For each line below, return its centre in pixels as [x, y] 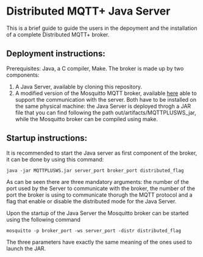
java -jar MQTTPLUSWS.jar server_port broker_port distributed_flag [95, 171]
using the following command [44, 219]
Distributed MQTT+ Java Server [88, 11]
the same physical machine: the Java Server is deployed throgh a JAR [103, 106]
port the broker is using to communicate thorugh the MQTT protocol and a [99, 195]
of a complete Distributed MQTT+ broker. [58, 34]
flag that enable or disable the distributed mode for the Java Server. [91, 201]
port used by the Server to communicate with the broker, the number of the [101, 188]
